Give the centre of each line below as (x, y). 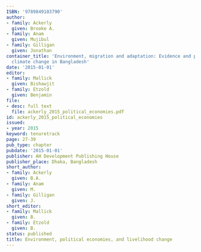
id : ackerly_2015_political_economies (54, 117)
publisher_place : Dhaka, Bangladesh (52, 162)
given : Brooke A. (33, 28)
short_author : (24, 167)
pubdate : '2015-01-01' (34, 150)
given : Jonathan (32, 51)
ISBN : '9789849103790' (34, 12)
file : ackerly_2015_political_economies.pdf (68, 112)
